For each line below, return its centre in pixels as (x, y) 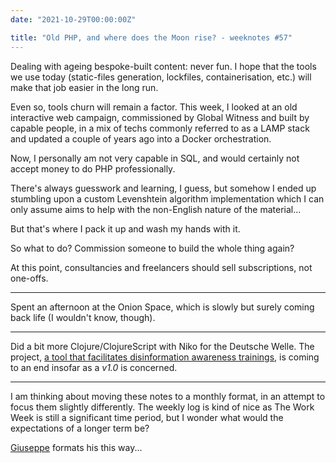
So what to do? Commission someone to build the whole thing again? (152, 248)
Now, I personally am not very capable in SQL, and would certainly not (155, 158)
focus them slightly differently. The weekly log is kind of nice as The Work (162, 407)
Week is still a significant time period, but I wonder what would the (147, 417)
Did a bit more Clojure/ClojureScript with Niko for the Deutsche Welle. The (162, 346)
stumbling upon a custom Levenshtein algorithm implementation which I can (167, 198)
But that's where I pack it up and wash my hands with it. (125, 228)
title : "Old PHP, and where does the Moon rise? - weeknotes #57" (151, 37)
